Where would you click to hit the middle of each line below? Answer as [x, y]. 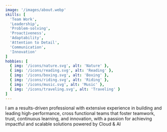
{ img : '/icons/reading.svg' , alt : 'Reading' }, [62, 71]
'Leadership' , [24, 24]
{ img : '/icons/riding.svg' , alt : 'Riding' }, [59, 80]
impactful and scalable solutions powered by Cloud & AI [63, 124]
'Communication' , [28, 47]
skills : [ [16, 15]
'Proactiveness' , [28, 33]
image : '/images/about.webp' [36, 10]
